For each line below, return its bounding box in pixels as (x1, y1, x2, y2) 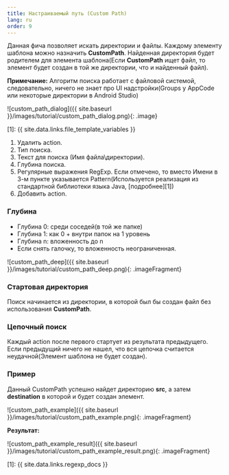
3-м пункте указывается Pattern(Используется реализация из (16, 175, 199, 183)
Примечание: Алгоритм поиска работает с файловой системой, (7, 77, 197, 85)
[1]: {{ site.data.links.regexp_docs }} (7, 460, 108, 468)
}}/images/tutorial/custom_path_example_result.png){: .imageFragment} (7, 447, 210, 455)
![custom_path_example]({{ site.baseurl (7, 406, 119, 414)
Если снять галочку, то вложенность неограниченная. (16, 244, 176, 253)
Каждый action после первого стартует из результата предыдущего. (7, 338, 208, 346)
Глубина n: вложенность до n (16, 237, 104, 245)
